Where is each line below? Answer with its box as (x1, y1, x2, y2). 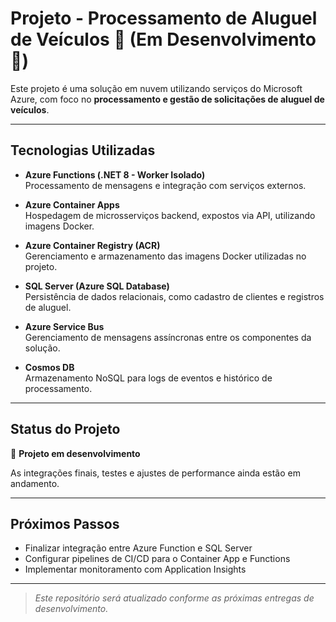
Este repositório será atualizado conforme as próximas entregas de (34, 592, 315, 604)
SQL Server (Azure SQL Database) (24, 280, 170, 292)
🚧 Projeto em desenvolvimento (10, 447, 141, 459)
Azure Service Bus (24, 320, 105, 332)
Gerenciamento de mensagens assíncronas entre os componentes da (24, 331, 312, 343)
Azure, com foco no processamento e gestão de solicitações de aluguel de (10, 93, 325, 105)
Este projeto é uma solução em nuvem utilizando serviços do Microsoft (10, 82, 303, 94)
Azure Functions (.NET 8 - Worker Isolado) (24, 168, 206, 181)
